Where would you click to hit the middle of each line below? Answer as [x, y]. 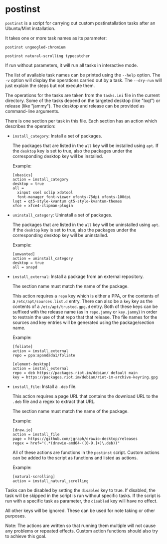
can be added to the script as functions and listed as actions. [75, 457]
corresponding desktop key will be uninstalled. [60, 235]
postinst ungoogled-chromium [35, 47]
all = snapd [25, 267]
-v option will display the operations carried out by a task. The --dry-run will [83, 80]
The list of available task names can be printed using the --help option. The [83, 75]
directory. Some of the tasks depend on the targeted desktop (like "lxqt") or [83, 100]
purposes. [16, 515]
